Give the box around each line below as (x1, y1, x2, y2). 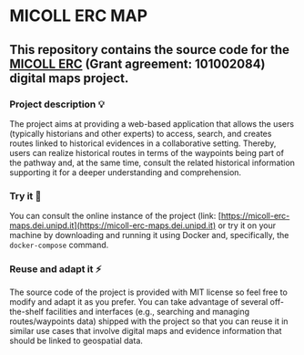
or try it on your (218, 220, 276, 231)
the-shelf (9, 307, 44, 318)
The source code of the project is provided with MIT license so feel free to (9, 287, 289, 298)
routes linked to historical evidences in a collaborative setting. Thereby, (9, 138, 277, 149)
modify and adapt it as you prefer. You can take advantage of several (9, 297, 269, 308)
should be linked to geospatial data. (9, 335, 144, 347)
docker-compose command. (9, 239, 109, 251)
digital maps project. (9, 70, 129, 86)
